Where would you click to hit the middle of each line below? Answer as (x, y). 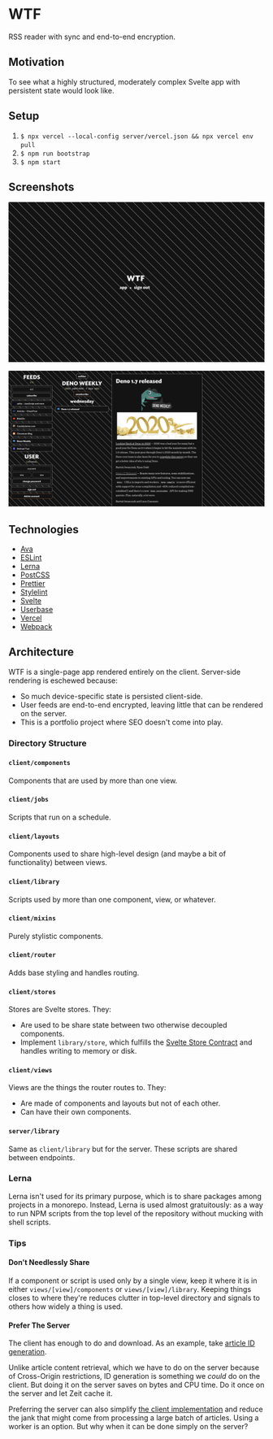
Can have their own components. (76, 1112)
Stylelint (34, 592)
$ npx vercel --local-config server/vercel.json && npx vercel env (136, 136)
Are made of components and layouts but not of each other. (120, 1103)
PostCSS (35, 575)
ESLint (31, 557)
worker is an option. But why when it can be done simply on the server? (128, 1427)
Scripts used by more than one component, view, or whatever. (113, 899)
